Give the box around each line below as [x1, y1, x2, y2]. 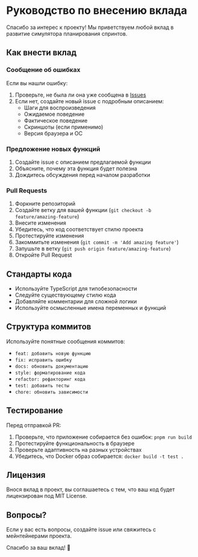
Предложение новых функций [6, 144, 101, 153]
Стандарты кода [6, 269, 72, 279]
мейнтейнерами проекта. [6, 532, 72, 539]
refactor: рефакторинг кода [14, 376, 85, 382]
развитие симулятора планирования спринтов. [6, 30, 128, 37]
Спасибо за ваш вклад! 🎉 [6, 544, 71, 552]
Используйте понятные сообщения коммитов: [6, 338, 125, 345]
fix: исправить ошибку [14, 357, 72, 363]
